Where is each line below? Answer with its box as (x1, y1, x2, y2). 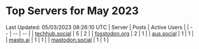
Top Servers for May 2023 (5, 4, 139, 18)
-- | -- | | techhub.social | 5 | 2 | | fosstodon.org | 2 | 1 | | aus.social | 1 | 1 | (12, 30, 194, 37)
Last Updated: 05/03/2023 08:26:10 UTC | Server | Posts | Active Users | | (5, 24, 189, 31)
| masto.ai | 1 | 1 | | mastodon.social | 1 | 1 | (5, 36, 109, 43)
